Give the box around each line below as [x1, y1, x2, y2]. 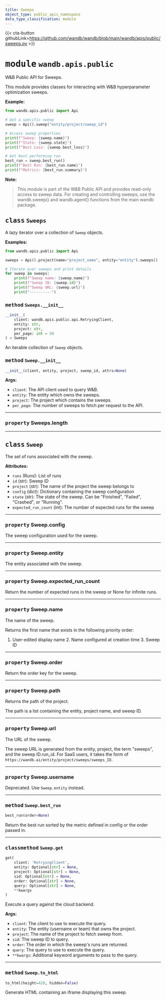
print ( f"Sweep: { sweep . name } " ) [5, 135, 70, 140]
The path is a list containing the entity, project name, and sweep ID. [5, 708, 142, 714]
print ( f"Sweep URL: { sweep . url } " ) [14, 285, 85, 290]
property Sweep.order [5, 659, 63, 666]
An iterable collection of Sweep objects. [5, 345, 83, 351]
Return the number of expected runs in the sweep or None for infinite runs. [5, 589, 158, 595]
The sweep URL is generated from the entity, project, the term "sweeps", [5, 746, 153, 752]
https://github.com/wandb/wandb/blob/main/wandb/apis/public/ [29, 35, 161, 41]
